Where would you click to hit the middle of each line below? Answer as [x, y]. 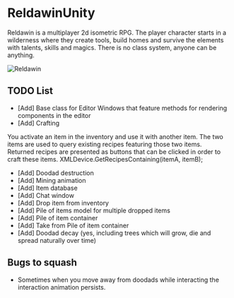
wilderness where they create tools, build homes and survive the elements [116, 40]
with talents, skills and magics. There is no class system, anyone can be [112, 47]
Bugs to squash [42, 263]
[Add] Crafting [39, 123]
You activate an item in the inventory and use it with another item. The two [116, 136]
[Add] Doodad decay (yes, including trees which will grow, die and [114, 233]
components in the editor [54, 115]
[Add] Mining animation [52, 180]
